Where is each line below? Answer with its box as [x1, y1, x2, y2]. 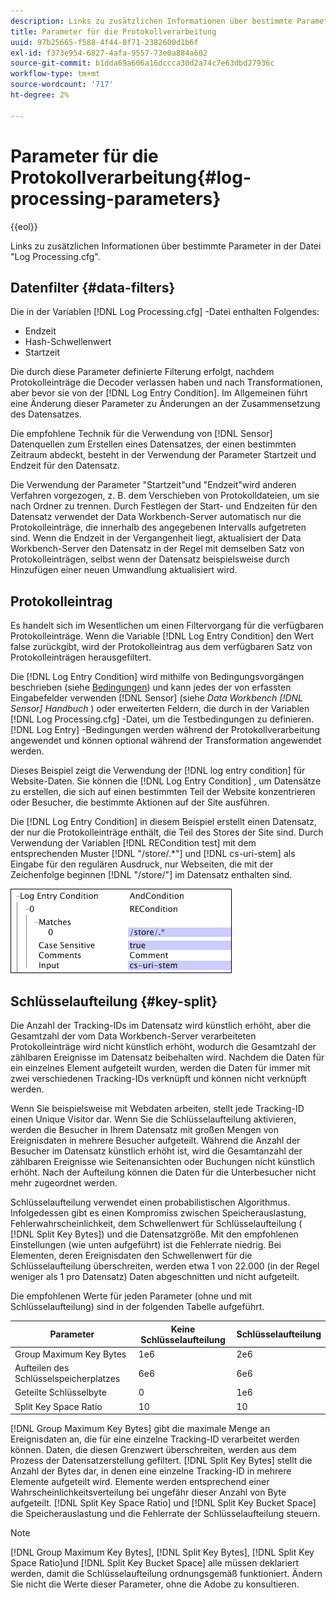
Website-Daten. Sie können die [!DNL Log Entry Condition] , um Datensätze [10, 775, 322, 787]
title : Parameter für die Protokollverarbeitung [10, 26, 217, 37]
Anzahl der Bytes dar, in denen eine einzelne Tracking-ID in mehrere [10, 1465, 292, 1477]
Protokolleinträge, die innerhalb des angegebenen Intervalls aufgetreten [10, 521, 307, 534]
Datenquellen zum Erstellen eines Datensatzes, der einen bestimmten [10, 438, 297, 450]
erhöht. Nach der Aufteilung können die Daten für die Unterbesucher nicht [10, 1166, 317, 1178]
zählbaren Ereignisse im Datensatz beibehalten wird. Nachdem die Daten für [10, 1051, 325, 1063]
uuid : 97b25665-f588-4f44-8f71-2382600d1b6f [10, 37, 199, 47]
